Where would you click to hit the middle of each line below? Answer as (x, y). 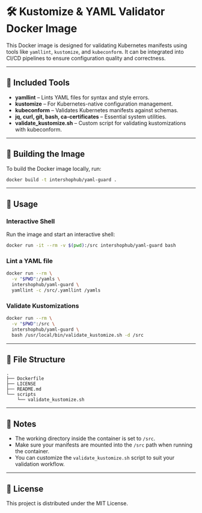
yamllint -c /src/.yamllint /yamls (56, 290)
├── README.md (24, 389)
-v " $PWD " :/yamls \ (36, 279)
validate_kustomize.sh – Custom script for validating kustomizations (100, 123)
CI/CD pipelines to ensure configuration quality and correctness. (86, 58)
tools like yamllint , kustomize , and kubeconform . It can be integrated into (95, 51)
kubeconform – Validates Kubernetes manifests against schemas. (96, 110)
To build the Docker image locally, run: (54, 168)
